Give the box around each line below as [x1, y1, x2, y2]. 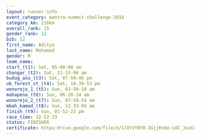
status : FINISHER [6, 120, 50, 126]
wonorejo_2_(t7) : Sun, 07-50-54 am [6, 97, 95, 103]
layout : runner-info [6, 8, 58, 15]
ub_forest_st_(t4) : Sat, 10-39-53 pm [6, 81, 100, 87]
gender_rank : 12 [6, 31, 47, 37]
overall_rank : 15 [6, 25, 50, 32]
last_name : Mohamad [6, 48, 55, 54]
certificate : [6, 125, 39, 131]
